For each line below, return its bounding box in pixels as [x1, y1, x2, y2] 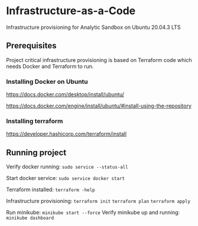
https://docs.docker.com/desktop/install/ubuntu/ [6, 91, 125, 98]
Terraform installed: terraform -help [6, 186, 96, 193]
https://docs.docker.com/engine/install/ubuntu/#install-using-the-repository [6, 102, 192, 110]
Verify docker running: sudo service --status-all [6, 163, 128, 171]
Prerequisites [6, 41, 57, 51]
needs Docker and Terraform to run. [6, 63, 94, 70]
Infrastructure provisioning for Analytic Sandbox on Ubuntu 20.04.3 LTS [6, 24, 181, 31]
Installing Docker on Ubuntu [6, 77, 89, 86]
